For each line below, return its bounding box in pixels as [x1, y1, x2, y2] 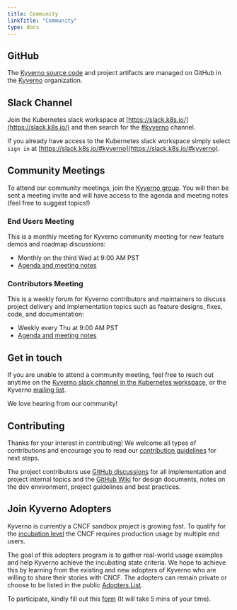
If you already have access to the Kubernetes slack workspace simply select [7, 137, 231, 145]
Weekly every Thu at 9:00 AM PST [17, 324, 119, 332]
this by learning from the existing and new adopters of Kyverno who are [7, 565, 217, 574]
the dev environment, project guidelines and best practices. [7, 482, 181, 491]
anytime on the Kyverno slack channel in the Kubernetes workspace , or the [7, 378, 226, 387]
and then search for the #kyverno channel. [71, 123, 196, 131]
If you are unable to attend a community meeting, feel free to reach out [7, 371, 214, 379]
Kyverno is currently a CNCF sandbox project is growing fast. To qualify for [7, 521, 226, 530]
